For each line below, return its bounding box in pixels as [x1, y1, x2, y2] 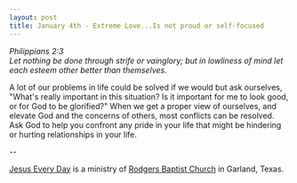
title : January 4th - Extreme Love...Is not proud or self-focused [9, 21, 265, 30]
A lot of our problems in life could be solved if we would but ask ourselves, [9, 82, 283, 92]
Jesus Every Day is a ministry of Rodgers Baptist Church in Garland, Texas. [9, 163, 285, 174]
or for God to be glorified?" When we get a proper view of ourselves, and [9, 100, 277, 111]
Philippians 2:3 [9, 45, 64, 56]
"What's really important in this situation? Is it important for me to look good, [9, 91, 289, 102]
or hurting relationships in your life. [9, 129, 138, 139]
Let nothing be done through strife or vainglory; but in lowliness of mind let [9, 55, 284, 66]
